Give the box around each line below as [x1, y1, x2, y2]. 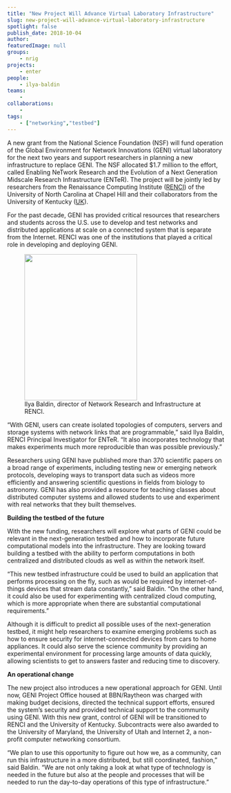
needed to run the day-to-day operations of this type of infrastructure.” [7, 778, 209, 786]
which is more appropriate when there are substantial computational [7, 599, 201, 608]
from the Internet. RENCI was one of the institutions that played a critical [7, 233, 212, 241]
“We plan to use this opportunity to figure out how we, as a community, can [7, 748, 221, 756]
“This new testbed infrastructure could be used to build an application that [7, 569, 219, 578]
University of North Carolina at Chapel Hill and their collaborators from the [7, 190, 218, 198]
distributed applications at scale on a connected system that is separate [7, 226, 212, 234]
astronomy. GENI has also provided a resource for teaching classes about [7, 485, 216, 493]
